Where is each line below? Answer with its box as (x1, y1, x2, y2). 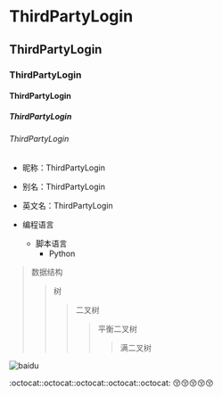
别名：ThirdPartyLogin (21, 181, 105, 192)
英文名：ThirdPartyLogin (21, 200, 113, 210)
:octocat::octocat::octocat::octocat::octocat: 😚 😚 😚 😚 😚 (9, 377, 214, 388)
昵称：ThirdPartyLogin (21, 162, 105, 173)
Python (48, 248, 76, 259)
